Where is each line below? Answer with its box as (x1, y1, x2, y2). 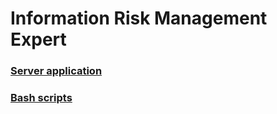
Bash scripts (10, 91, 73, 105)
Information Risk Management (10, 7, 268, 30)
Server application (10, 64, 103, 78)
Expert (10, 28, 67, 51)
